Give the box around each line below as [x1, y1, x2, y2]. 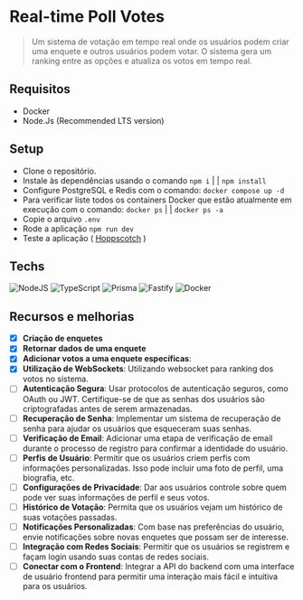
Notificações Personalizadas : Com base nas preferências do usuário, [22, 521, 285, 532]
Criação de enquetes [22, 333, 103, 344]
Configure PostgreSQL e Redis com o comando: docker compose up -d [22, 184, 285, 195]
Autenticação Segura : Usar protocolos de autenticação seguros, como [22, 383, 289, 394]
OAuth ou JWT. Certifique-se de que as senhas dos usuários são [22, 393, 265, 404]
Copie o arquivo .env [22, 213, 101, 224]
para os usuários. [22, 581, 88, 591]
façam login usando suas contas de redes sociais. [22, 551, 210, 562]
